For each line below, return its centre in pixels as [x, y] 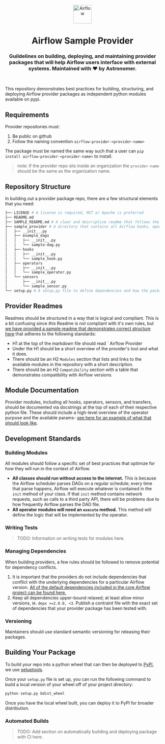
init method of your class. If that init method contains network [77, 494]
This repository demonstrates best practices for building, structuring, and [79, 89]
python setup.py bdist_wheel [35, 693]
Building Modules [27, 452]
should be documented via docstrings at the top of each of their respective [81, 408]
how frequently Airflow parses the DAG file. [56, 504]
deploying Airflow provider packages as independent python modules [76, 94]
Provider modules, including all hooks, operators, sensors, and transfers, [79, 402]
